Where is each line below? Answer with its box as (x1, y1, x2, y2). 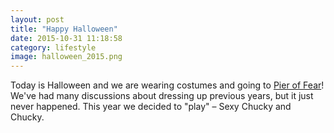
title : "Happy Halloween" (10, 24, 118, 34)
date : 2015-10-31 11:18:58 (10, 33, 123, 43)
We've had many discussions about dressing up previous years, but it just (10, 90, 314, 102)
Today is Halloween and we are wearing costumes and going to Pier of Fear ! (10, 79, 325, 91)
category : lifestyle (10, 42, 97, 53)
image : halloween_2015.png (10, 52, 123, 62)
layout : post (10, 14, 65, 25)
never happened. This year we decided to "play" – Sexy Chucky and (10, 101, 292, 113)
